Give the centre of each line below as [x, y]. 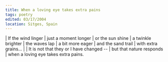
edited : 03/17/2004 [26, 19]
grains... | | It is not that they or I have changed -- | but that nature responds [84, 49]
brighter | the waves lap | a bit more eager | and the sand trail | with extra [81, 44]
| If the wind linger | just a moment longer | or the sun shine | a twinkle [78, 38]
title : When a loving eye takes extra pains [53, 10]
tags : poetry [19, 15]
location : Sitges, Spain [31, 24]
